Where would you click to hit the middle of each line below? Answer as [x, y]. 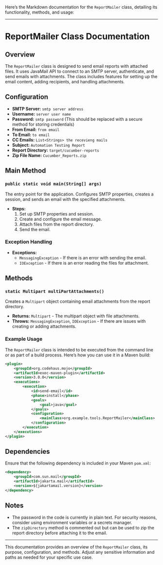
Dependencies [27, 452]
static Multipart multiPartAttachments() [55, 292]
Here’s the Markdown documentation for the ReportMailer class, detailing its [81, 7]
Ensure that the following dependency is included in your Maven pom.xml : [78, 463]
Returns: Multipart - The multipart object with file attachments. [76, 316]
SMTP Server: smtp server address [48, 109]
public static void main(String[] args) [53, 184]
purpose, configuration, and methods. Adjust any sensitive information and [80, 552]
